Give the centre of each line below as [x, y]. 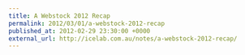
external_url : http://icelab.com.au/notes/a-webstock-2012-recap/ [123, 38]
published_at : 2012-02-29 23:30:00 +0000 [80, 31]
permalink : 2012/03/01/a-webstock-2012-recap [86, 23]
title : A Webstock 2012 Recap [60, 16]
